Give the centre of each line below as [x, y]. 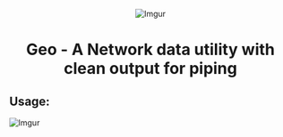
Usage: [30, 101]
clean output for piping [150, 69]
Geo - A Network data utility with [150, 50]
